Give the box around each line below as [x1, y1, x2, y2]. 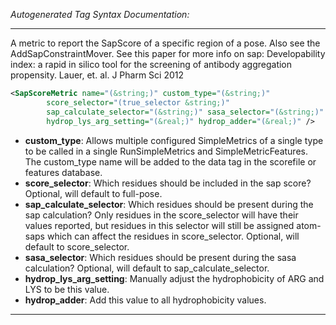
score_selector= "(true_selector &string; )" [46, 97, 230, 108]
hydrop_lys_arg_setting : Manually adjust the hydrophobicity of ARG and [24, 272, 325, 284]
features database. [24, 166, 103, 178]
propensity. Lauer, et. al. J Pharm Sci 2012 [10, 69, 184, 81]
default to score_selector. [24, 240, 130, 253]
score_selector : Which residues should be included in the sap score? [24, 177, 312, 189]
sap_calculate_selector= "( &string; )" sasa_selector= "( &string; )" [46, 107, 325, 117]
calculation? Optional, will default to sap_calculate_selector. [24, 262, 270, 274]
